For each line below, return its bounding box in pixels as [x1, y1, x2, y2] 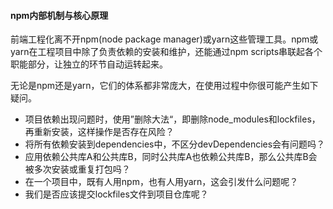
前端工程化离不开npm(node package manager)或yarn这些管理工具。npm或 [10, 33, 319, 45]
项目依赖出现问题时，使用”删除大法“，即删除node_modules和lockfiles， [24, 113, 321, 125]
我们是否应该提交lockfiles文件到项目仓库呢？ [24, 188, 209, 200]
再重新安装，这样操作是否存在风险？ [24, 126, 175, 138]
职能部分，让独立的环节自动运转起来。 [10, 58, 168, 70]
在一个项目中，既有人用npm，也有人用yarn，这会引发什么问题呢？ [24, 176, 299, 188]
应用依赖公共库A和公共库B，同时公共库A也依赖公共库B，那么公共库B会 [24, 151, 318, 163]
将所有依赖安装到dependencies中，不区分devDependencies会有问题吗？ [24, 138, 326, 150]
